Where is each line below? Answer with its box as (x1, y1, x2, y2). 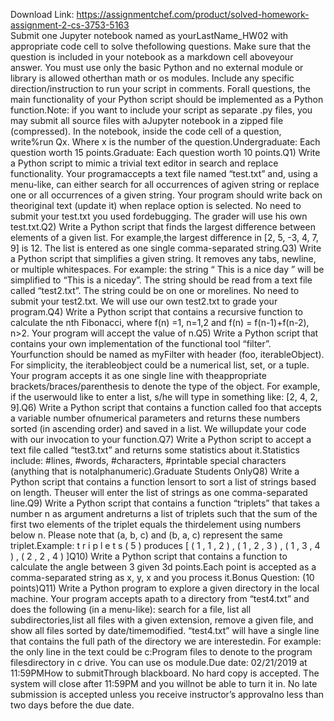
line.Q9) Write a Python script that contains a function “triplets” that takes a (10, 497, 320, 509)
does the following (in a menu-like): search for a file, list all (10, 604, 252, 615)
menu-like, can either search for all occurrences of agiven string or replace (10, 179, 320, 190)
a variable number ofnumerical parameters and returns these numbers (10, 412, 301, 424)
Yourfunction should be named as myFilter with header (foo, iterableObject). (10, 349, 325, 360)
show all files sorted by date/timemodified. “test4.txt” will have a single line (10, 625, 320, 636)
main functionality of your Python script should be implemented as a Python (10, 94, 324, 105)
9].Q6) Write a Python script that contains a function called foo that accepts (10, 402, 322, 413)
